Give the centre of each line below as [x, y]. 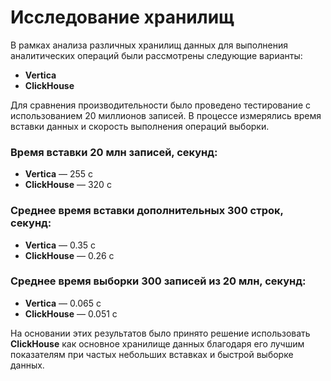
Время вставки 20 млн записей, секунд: [114, 152]
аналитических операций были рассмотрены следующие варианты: [156, 55]
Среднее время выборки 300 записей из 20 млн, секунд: [158, 281]
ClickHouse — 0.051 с [71, 313]
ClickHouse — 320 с [68, 185]
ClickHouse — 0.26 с [69, 255]
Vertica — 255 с [59, 174]
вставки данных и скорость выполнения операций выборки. [140, 126]
